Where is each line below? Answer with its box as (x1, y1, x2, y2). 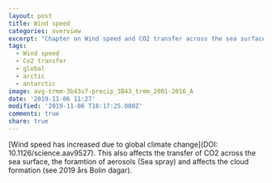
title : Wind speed (8, 19, 70, 28)
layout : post (8, 11, 53, 20)
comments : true (8, 110, 60, 118)
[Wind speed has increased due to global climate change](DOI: (8, 139, 219, 149)
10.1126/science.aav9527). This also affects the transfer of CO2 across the (8, 147, 257, 158)
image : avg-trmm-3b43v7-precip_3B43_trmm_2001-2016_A (8, 87, 194, 96)
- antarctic (15, 79, 57, 87)
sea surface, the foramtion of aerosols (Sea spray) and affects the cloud (8, 156, 249, 166)
